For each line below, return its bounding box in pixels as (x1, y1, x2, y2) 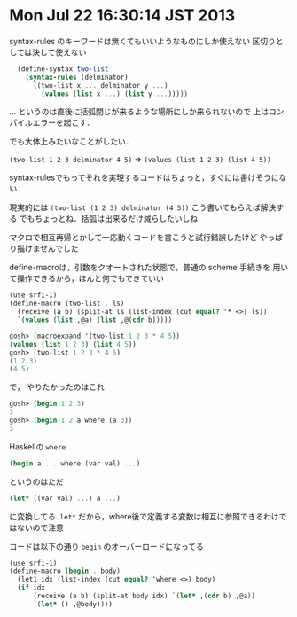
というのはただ (9, 476, 64, 487)
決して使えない (32, 46, 87, 58)
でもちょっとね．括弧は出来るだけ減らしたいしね (19, 214, 198, 224)
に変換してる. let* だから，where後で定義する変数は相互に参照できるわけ (9, 511, 279, 521)
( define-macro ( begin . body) (9, 566, 121, 576)
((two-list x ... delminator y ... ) (32, 81, 168, 90)
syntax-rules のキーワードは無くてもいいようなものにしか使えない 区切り (9, 35, 277, 46)
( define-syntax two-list (17, 64, 109, 74)
